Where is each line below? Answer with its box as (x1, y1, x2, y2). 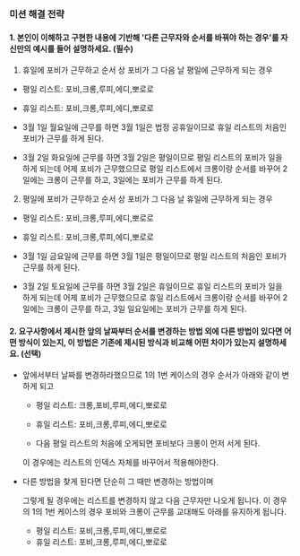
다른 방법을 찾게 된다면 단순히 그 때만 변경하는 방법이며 (21, 476, 214, 487)
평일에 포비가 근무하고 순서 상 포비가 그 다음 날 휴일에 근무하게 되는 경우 (21, 194, 273, 204)
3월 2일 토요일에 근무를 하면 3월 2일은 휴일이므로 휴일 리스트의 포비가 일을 (21, 281, 283, 292)
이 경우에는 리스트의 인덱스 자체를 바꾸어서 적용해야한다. (21, 457, 219, 468)
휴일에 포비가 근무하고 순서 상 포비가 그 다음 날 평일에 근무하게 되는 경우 (21, 65, 273, 75)
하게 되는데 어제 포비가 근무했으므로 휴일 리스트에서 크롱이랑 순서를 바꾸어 (21, 292, 281, 303)
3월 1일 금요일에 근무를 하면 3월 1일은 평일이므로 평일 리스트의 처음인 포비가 (21, 251, 287, 262)
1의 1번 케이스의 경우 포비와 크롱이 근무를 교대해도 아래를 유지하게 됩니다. (31, 507, 287, 517)
